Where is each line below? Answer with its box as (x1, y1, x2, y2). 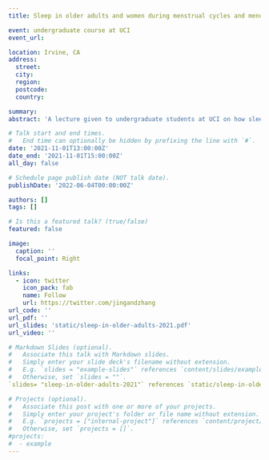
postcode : (15, 85, 48, 93)
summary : (8, 108, 38, 116)
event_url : (8, 34, 45, 42)
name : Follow (22, 291, 66, 299)
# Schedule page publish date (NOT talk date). (8, 173, 171, 181)
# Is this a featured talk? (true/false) (8, 218, 149, 226)
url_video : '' (8, 328, 56, 337)
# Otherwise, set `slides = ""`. (8, 373, 127, 381)
